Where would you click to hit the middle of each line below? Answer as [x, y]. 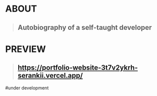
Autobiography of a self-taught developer [85, 28]
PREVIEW [26, 49]
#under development [27, 88]
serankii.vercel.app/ [50, 76]
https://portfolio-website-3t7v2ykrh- [77, 68]
